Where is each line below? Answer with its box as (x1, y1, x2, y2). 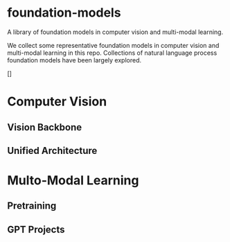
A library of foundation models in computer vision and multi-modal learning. (7, 28, 224, 36)
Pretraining (7, 200, 57, 212)
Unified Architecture (7, 144, 98, 157)
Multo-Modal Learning (7, 173, 139, 189)
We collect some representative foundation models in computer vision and (7, 41, 220, 49)
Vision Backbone (7, 121, 82, 133)
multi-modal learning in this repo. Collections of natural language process (7, 49, 218, 57)
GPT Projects (7, 223, 65, 235)
